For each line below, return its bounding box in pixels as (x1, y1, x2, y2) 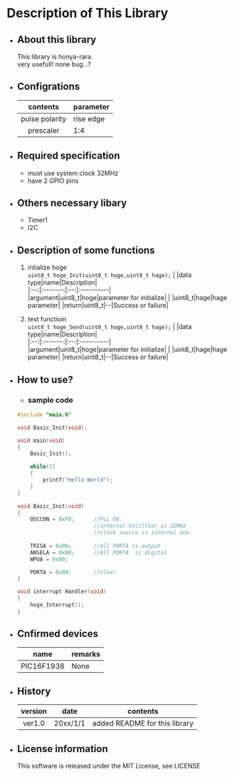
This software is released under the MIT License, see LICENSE (16, 762, 201, 771)
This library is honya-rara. (16, 52, 93, 61)
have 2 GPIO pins (27, 176, 79, 185)
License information (16, 743, 108, 755)
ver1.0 (23, 718, 46, 728)
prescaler (27, 125, 60, 135)
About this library (16, 34, 97, 46)
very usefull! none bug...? (16, 60, 92, 69)
